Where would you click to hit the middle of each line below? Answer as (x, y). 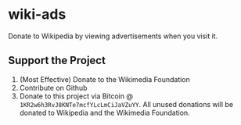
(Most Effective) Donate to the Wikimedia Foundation (104, 79)
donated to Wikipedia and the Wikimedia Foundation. (104, 112)
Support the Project (57, 61)
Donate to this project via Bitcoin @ (76, 96)
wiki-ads (37, 14)
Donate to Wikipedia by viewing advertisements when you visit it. (113, 36)
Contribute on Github (53, 87)
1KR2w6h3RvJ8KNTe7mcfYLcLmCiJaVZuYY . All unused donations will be (126, 104)
